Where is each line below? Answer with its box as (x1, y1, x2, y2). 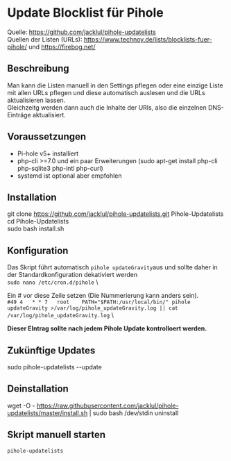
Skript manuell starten (7, 429, 106, 441)
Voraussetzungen (7, 131, 87, 143)
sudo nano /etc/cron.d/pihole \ (7, 278, 99, 286)
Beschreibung (7, 62, 69, 74)
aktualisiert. (32, 110, 66, 119)
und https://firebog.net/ (28, 42, 96, 51)
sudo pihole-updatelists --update (7, 363, 102, 371)
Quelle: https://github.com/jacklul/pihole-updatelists (7, 28, 156, 36)
